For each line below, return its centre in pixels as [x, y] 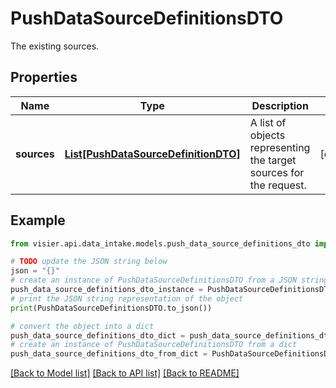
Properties [44, 77]
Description [280, 105]
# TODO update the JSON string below [89, 262]
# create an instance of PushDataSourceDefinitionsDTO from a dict [154, 345]
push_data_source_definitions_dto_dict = [98, 335]
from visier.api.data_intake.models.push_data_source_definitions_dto [160, 243]
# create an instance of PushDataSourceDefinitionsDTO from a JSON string [169, 280]
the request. [278, 185]
